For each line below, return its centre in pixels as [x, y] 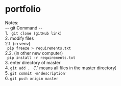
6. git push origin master [32, 78]
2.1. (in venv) [18, 43]
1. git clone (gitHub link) [34, 33]
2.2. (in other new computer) [34, 53]
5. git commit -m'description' [36, 73]
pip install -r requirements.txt [41, 57]
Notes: [12, 23]
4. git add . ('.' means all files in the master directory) [61, 68]
